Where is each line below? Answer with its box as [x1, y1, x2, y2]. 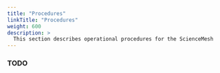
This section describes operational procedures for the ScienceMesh [13, 36, 214, 43]
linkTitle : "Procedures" [7, 17, 78, 23]
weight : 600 [7, 23, 41, 30]
